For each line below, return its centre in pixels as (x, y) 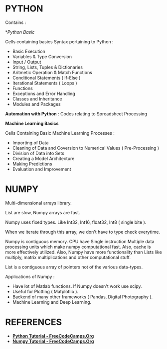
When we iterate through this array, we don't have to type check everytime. (83, 232)
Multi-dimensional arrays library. (38, 203)
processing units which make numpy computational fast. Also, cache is (78, 247)
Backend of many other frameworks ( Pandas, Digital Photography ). (83, 297)
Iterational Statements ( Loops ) (45, 83)
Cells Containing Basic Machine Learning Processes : (60, 133)
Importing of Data (30, 143)
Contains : (16, 22)
